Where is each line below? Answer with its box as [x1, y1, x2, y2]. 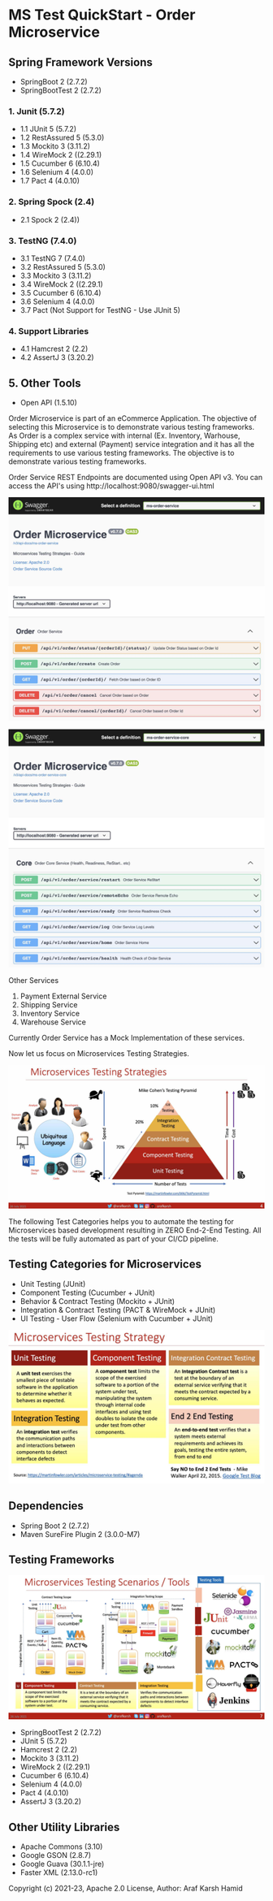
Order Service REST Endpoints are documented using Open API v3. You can [8, 473, 262, 482]
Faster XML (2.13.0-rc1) [19, 1868, 98, 1877]
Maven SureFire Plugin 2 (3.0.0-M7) [19, 1529, 141, 1539]
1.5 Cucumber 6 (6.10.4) [19, 158, 100, 168]
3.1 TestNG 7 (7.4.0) [19, 253, 85, 263]
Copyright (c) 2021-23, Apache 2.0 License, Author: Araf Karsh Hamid [8, 1883, 244, 1893]
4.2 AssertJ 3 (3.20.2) [19, 353, 95, 362]
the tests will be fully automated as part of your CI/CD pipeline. [8, 1234, 219, 1244]
